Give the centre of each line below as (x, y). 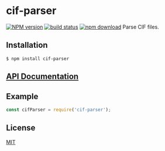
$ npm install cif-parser (37, 59)
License (21, 128)
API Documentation (42, 77)
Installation (27, 45)
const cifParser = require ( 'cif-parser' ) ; (59, 110)
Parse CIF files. (141, 27)
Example (22, 96)
